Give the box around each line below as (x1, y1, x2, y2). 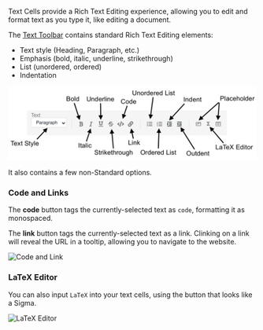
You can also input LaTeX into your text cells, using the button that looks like (8, 290, 253, 299)
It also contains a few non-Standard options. (8, 168, 152, 178)
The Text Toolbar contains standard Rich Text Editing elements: (8, 31, 214, 39)
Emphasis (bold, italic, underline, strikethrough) (19, 54, 173, 63)
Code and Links (8, 188, 69, 199)
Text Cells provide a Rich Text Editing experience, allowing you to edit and (8, 7, 248, 16)
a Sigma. (8, 298, 37, 307)
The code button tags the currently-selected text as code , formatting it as (8, 205, 246, 214)
